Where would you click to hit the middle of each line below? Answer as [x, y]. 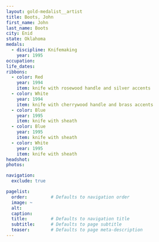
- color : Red [27, 77]
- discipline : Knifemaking [44, 50]
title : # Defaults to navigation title [71, 219]
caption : [22, 213]
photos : [16, 165]
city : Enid [19, 34]
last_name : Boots [27, 28]
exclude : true [28, 181]
